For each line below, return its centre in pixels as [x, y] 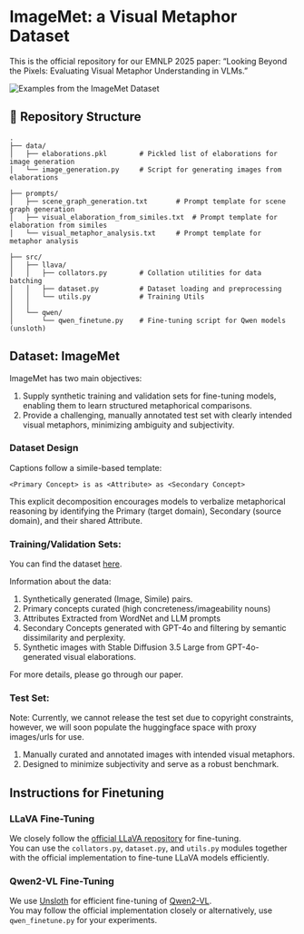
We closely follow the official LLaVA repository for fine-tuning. [126, 839]
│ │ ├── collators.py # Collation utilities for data [135, 273]
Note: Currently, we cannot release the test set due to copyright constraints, [152, 718]
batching [26, 280]
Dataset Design [44, 448]
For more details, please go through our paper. [97, 674]
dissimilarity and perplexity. [74, 638]
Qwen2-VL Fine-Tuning [62, 881]
